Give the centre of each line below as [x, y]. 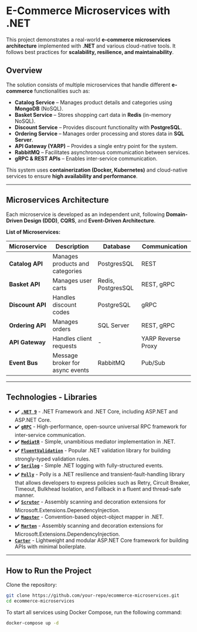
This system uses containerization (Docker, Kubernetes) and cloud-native [97, 170]
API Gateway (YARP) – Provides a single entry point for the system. [96, 146]
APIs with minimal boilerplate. [50, 547]
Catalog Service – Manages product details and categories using [94, 102]
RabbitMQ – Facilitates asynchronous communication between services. [102, 152]
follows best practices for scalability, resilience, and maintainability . [90, 52]
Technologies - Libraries [52, 397]
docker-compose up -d [33, 623]
